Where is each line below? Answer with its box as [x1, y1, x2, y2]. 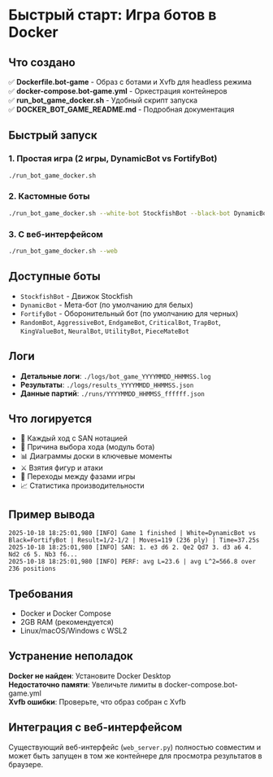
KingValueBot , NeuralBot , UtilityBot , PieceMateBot [19, 326, 189, 336]
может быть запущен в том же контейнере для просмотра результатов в [8, 751, 262, 761]
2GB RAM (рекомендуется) [19, 617, 115, 626]
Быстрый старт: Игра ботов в [8, 6, 217, 24]
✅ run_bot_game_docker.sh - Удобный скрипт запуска [8, 95, 197, 105]
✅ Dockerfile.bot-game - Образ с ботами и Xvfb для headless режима [8, 77, 252, 86]
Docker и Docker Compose [19, 608, 111, 618]
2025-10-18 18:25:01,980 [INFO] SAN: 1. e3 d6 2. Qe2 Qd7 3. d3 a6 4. [8, 543, 253, 551]
